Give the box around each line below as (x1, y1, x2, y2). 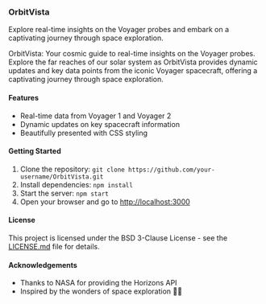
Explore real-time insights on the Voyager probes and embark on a (8, 25, 230, 35)
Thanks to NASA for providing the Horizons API (19, 278, 177, 288)
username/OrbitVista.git (19, 172, 104, 181)
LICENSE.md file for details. (8, 241, 100, 251)
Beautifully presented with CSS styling (19, 128, 148, 138)
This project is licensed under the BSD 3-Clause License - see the (8, 232, 228, 243)
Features (8, 92, 39, 102)
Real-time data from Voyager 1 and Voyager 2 (19, 111, 172, 121)
